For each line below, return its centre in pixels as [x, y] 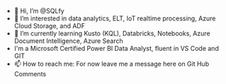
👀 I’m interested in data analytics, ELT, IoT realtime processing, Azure [115, 18]
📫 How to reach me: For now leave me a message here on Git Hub [112, 64]
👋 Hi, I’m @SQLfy [39, 11]
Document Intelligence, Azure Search [69, 41]
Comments [30, 74]
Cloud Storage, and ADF [49, 26]
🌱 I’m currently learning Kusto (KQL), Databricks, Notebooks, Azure [112, 33]
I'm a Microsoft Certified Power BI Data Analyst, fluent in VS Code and [117, 48]
